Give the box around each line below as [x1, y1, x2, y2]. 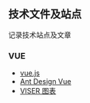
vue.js [19, 68, 40, 78]
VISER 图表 [19, 86, 57, 96]
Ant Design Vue [19, 77, 72, 86]
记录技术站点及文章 [8, 30, 72, 40]
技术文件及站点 [8, 7, 82, 21]
